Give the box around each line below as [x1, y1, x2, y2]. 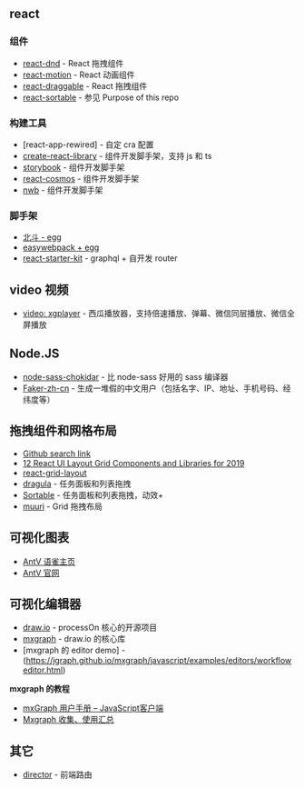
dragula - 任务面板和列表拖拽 [22, 478, 132, 489]
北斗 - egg [22, 232, 62, 243]
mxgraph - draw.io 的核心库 [22, 633, 126, 644]
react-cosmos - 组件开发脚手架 [22, 173, 139, 184]
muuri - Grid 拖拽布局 [22, 501, 103, 512]
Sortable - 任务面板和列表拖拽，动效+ [22, 489, 163, 500]
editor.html [22, 664, 64, 675]
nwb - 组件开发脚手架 [22, 185, 103, 195]
